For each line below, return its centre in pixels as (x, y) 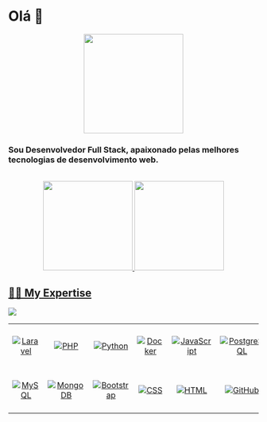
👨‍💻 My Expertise (50, 293)
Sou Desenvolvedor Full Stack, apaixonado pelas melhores (124, 149)
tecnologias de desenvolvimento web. (83, 160)
